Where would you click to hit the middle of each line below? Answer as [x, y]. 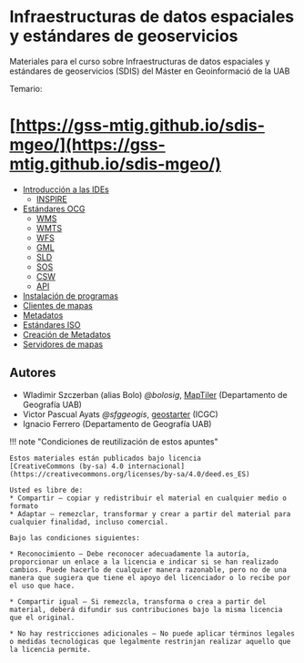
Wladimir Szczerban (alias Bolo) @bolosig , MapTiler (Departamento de [155, 394]
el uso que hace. [42, 586]
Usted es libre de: [46, 490]
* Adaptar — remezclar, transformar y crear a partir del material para [150, 514]
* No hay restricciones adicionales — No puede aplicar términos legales [152, 633]
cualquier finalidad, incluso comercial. [89, 522]
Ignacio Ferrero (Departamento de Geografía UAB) [117, 423]
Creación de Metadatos [66, 334]
